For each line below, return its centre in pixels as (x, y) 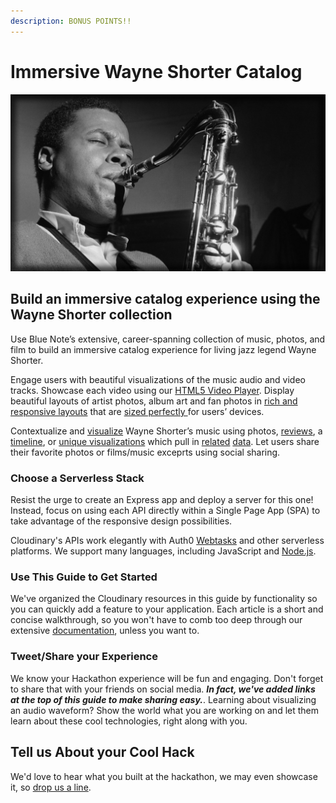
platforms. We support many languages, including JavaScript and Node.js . (163, 551)
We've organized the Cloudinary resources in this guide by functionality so (164, 599)
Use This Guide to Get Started (84, 577)
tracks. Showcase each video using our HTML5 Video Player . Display (152, 390)
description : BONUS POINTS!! (71, 21)
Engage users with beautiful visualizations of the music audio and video (158, 379)
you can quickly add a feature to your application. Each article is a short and (167, 609)
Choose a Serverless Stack (77, 478)
